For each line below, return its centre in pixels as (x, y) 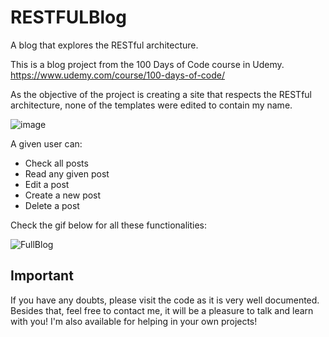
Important (42, 276)
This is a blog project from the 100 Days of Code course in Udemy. (147, 64)
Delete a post (52, 205)
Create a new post (63, 195)
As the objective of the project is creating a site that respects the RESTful (161, 94)
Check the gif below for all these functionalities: (109, 225)
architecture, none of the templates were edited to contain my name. (151, 105)
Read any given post (67, 173)
